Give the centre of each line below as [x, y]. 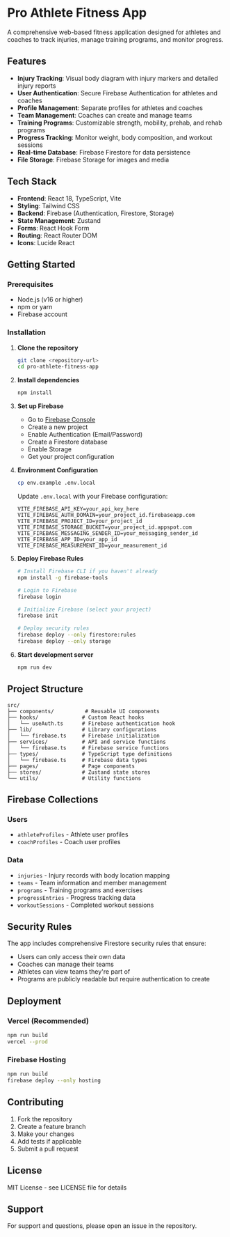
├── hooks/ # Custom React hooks [76, 717]
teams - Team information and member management [92, 882]
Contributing [35, 1102]
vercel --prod [28, 1042]
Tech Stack [32, 181]
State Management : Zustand [59, 220]
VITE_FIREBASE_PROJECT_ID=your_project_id [80, 521]
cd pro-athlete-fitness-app [58, 367]
